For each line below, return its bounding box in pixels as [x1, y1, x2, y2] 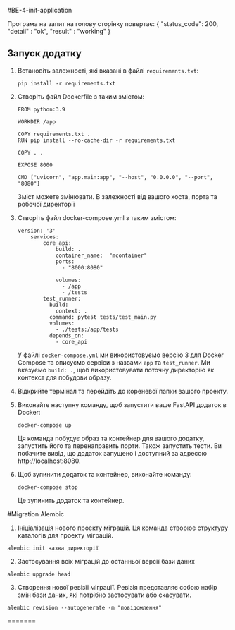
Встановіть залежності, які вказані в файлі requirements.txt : [17, 66, 199, 75]
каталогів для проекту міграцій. [17, 531, 114, 539]
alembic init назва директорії [7, 545, 99, 552]
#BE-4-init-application [7, 6, 72, 14]
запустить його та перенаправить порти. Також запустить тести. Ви [17, 441, 222, 450]
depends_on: [49, 332, 84, 339]
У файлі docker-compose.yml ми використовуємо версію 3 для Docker [17, 351, 224, 359]
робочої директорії [17, 200, 75, 208]
